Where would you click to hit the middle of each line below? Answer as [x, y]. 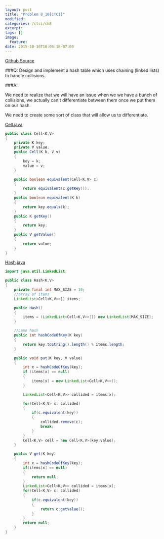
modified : [15, 19]
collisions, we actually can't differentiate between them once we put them [80, 100]
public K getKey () [33, 216]
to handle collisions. [25, 75]
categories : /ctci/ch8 [28, 24]
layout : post [19, 10]
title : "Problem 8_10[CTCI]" [35, 14]
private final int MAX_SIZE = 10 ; [49, 290]
